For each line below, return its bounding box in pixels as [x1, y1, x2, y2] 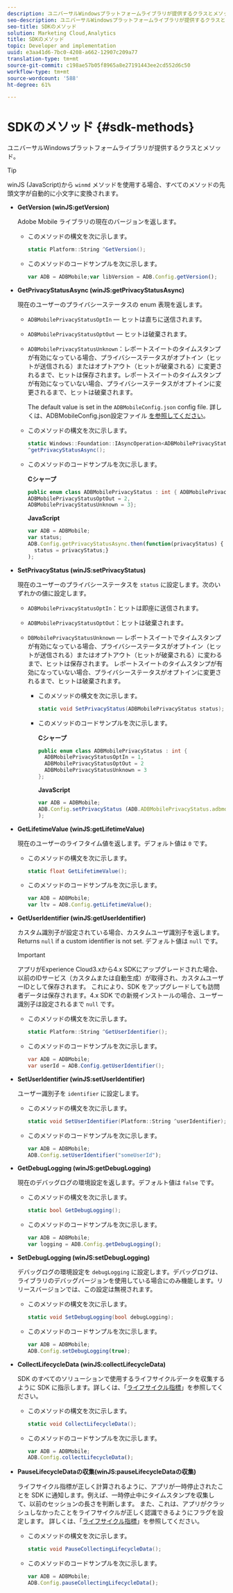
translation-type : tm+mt [7, 56, 79, 63]
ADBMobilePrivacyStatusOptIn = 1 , [44, 754, 144, 761]
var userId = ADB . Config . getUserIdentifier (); [27, 1062, 165, 1069]
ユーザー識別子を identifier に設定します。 [17, 1089, 143, 1098]
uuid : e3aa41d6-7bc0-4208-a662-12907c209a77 [7, 49, 138, 56]
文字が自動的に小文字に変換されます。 [12, 189, 123, 198]
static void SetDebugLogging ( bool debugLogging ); [27, 1314, 175, 1321]
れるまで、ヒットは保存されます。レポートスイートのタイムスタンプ [27, 370, 221, 379]
